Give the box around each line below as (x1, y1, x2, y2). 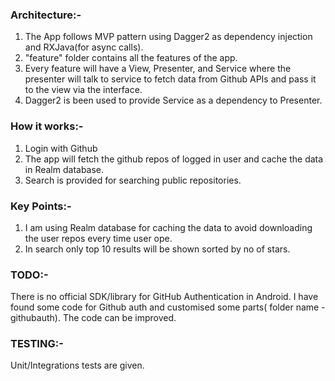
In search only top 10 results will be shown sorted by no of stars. (24, 243, 291, 255)
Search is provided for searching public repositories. (24, 174, 242, 186)
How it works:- (10, 119, 84, 133)
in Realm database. (24, 163, 105, 175)
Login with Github (24, 142, 98, 154)
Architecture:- (10, 8, 82, 22)
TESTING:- (10, 337, 64, 351)
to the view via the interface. (24, 84, 143, 96)
